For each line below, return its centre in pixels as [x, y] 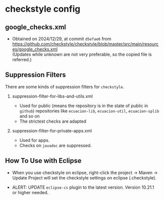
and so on [30, 116]
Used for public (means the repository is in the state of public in [84, 106]
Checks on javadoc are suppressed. [56, 145]
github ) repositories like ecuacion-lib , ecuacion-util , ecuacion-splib [89, 111]
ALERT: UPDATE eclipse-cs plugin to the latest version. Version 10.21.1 [83, 187]
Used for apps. [35, 140]
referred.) [22, 59]
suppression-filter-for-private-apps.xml [52, 131]
